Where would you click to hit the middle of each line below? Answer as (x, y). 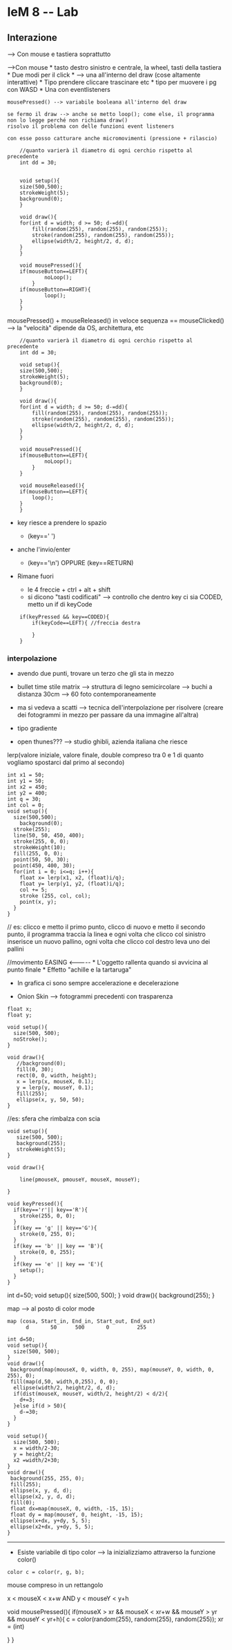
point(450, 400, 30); (45, 866)
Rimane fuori (35, 576)
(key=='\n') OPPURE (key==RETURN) (80, 563)
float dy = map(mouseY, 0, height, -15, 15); (77, 1515)
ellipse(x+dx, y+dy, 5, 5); (50, 1521)
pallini (16, 949)
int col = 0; (26, 806)
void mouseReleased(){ (52, 486)
